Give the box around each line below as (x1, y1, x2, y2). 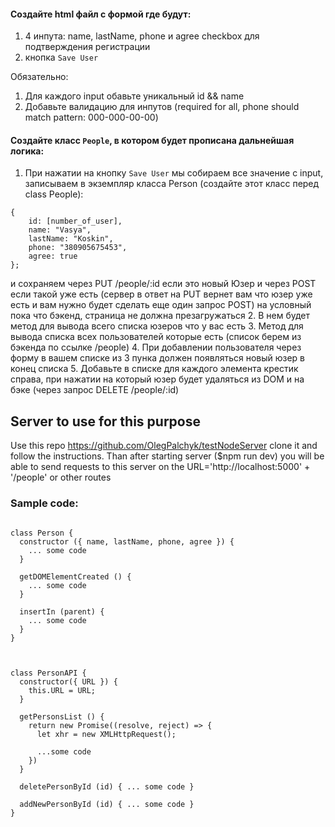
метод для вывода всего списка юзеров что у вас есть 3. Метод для (10, 320, 304, 332)
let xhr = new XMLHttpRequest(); (36, 729, 177, 739)
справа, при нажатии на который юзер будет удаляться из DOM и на (10, 373, 305, 385)
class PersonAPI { (10, 668, 87, 678)
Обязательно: (10, 71, 69, 83)
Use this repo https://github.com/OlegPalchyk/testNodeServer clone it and (10, 440, 318, 452)
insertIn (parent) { (19, 606, 105, 617)
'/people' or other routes (10, 471, 112, 484)
